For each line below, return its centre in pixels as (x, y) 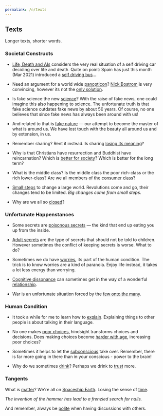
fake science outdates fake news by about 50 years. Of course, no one (83, 109)
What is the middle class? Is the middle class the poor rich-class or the (83, 172)
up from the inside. (31, 230)
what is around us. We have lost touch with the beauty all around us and (84, 129)
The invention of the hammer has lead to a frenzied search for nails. (73, 399)
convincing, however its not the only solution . (57, 89)
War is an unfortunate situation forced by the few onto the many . (77, 294)
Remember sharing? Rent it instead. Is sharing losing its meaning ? (78, 143)
